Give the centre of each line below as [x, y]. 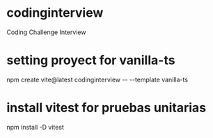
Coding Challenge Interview [46, 32]
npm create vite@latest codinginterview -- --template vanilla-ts [97, 79]
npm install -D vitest [35, 127]
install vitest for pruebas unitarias [106, 108]
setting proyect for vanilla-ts [91, 60]
